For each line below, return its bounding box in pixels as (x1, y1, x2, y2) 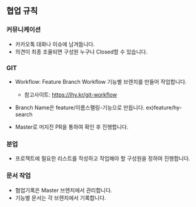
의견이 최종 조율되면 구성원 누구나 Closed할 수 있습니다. (15, 48, 148, 55)
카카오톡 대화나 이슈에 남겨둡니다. (15, 40, 95, 47)
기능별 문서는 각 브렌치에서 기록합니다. (15, 194, 106, 202)
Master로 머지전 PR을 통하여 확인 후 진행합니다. (15, 123, 129, 131)
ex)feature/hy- (146, 104, 182, 111)
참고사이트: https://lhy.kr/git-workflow (24, 90, 117, 98)
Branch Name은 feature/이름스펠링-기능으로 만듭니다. (15, 104, 145, 111)
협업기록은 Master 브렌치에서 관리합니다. (15, 186, 112, 194)
